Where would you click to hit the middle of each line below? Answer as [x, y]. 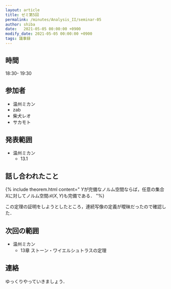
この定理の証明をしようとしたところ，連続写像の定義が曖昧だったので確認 [83, 207]
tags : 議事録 [18, 39]
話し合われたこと [32, 176]
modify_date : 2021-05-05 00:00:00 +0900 [49, 34]
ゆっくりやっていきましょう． [36, 281]
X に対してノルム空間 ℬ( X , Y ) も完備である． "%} [55, 196]
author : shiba [20, 24]
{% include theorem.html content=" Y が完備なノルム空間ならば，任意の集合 [85, 189]
